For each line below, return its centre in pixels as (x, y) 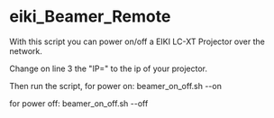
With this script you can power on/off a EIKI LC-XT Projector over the (137, 41)
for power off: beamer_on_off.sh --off (79, 103)
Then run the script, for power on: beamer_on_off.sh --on (116, 86)
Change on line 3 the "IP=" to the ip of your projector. (109, 68)
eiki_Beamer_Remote (90, 17)
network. (26, 50)
